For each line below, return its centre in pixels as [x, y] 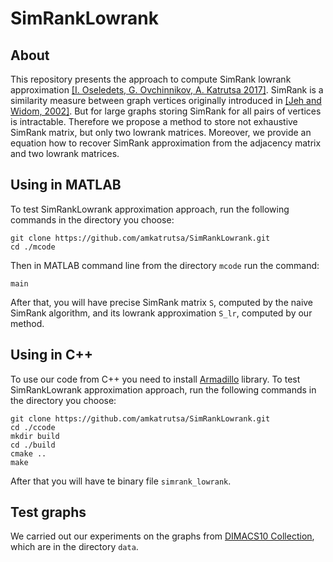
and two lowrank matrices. [65, 153]
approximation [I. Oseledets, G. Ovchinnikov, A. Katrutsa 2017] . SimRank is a [167, 90]
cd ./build [33, 445]
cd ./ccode [33, 427]
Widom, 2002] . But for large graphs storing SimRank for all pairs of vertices [166, 111]
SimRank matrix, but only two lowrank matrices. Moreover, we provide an [161, 132]
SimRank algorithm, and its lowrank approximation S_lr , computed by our [161, 313]
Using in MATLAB [66, 185]
